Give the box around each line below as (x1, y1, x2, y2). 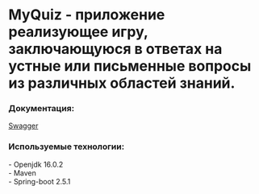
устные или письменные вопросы (8, 57, 252, 76)
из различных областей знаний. (8, 74, 236, 93)
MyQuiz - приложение (8, 6, 165, 24)
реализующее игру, (8, 23, 148, 41)
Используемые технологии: (8, 141, 125, 152)
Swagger (8, 121, 39, 130)
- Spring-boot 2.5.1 (8, 176, 71, 186)
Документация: (8, 103, 75, 114)
